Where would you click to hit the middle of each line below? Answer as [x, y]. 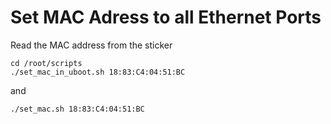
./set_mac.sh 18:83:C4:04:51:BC [77, 109]
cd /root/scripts [46, 63]
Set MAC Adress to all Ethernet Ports [166, 17]
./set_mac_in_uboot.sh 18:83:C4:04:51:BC [98, 72]
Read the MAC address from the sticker [91, 45]
